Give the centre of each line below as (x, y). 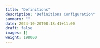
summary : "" (18, 19)
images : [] (17, 33)
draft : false (19, 28)
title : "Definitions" (28, 10)
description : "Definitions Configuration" (50, 14)
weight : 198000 (21, 38)
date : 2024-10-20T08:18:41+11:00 (40, 24)
